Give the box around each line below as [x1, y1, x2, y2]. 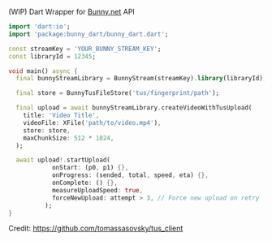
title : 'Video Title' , [23, 111, 100, 119]
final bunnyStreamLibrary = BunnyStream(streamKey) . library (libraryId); [15, 75, 267, 83]
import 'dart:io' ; [8, 23, 71, 31]
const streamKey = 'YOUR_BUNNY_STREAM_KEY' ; [8, 45, 162, 53]
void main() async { [8, 67, 79, 75]
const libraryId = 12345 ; [8, 52, 96, 60]
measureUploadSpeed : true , [51, 186, 144, 194]
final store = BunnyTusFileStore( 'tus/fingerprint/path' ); [15, 89, 220, 97]
